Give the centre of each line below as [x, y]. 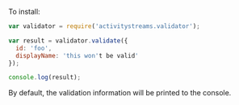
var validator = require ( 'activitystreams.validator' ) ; [104, 26]
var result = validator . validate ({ [68, 40]
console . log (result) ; [45, 78]
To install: [24, 12]
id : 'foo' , [34, 48]
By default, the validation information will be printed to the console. [120, 93]
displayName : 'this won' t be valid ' [77, 55]
